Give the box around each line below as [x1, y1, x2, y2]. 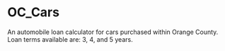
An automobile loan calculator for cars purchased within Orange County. [7, 28, 219, 36]
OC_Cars [7, 4, 60, 21]
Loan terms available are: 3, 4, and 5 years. [7, 35, 133, 43]
